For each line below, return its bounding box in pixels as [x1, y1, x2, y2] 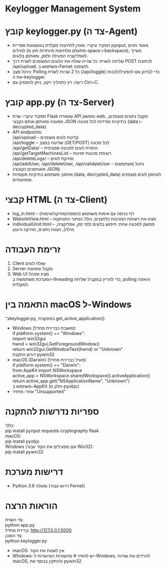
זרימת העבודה [5, 244, 61, 255]
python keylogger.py [5, 538, 47, 544]
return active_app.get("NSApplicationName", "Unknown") [12, 378, 130, 384]
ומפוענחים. [12, 177, 33, 183]
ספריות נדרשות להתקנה [5, 406, 99, 417]
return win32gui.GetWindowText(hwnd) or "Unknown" [12, 346, 123, 352]
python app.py [5, 522, 35, 528]
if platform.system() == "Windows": [12, 330, 85, 336]
